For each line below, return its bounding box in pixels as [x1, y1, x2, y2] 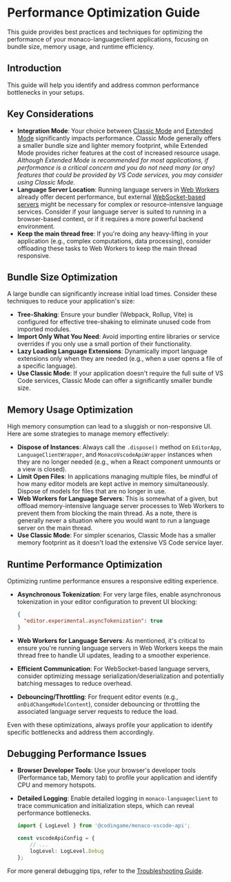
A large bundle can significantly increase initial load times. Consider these [7, 290, 217, 298]
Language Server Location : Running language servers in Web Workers [17, 185, 219, 194]
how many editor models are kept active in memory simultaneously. [17, 480, 209, 488]
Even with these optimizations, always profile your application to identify [7, 720, 213, 729]
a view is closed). [17, 465, 67, 473]
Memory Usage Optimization [7, 404, 133, 415]
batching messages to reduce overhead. [17, 679, 132, 687]
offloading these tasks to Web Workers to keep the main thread [17, 244, 197, 252]
